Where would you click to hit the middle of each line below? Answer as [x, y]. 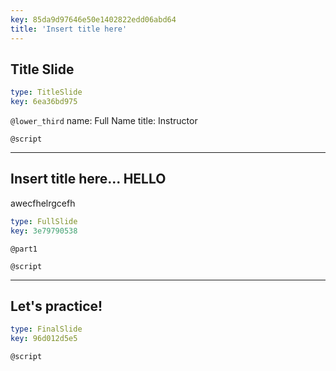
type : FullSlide [44, 221]
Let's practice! [56, 306]
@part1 [24, 249]
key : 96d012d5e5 [44, 339]
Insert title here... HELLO [88, 179]
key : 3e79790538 [44, 231]
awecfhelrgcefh [43, 203]
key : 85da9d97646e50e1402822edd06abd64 [93, 19]
